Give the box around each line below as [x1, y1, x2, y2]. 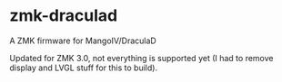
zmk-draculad [9, 5, 118, 26]
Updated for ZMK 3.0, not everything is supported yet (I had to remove [9, 52, 274, 63]
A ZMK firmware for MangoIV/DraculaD [9, 35, 156, 46]
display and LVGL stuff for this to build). [9, 62, 157, 73]
